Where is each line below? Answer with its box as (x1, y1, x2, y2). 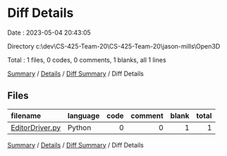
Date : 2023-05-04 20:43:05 (7, 28, 92, 37)
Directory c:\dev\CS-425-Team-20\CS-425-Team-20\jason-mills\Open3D (7, 42, 221, 50)
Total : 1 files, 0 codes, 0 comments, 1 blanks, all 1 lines (7, 55, 167, 64)
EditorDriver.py (11, 122, 61, 132)
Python (67, 122, 92, 132)
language (67, 111, 100, 121)
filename (11, 111, 42, 121)
